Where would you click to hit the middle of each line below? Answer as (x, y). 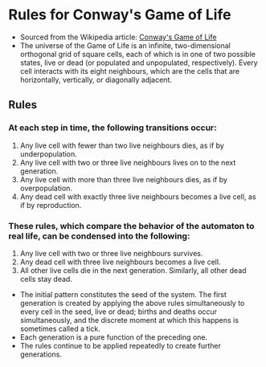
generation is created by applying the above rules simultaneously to (132, 303)
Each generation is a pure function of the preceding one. (114, 337)
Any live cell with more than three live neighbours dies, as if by (123, 179)
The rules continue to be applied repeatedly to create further (120, 345)
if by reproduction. (51, 205)
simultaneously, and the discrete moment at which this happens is (129, 320)
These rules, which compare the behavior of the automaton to (131, 226)
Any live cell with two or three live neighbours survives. (111, 253)
